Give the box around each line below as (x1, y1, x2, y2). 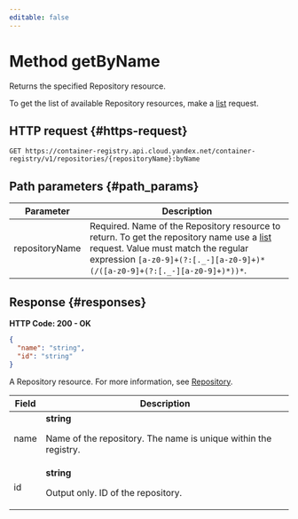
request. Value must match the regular (90, 242, 249, 255)
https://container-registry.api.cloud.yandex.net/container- (25, 147, 255, 156)
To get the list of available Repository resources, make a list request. (9, 98, 259, 108)
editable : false (9, 12, 69, 22)
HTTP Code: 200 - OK (9, 318, 91, 328)
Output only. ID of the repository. (45, 486, 183, 499)
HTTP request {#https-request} (9, 123, 188, 138)
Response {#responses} (9, 295, 147, 310)
